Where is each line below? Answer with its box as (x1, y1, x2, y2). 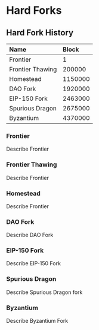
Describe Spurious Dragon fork (6, 289, 83, 296)
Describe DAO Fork (6, 232, 54, 239)
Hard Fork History (6, 28, 73, 38)
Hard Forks (6, 4, 62, 17)
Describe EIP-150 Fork (6, 260, 61, 267)
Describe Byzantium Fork (6, 317, 69, 325)
